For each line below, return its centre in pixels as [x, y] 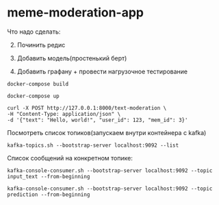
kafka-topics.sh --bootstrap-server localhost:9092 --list [93, 145]
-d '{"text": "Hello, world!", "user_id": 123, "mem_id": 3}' [98, 120]
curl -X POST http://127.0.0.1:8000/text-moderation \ [87, 108]
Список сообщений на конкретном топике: [70, 158]
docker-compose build [38, 84]
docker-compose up [33, 96]
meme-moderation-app [75, 13]
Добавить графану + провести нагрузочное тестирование [102, 71]
